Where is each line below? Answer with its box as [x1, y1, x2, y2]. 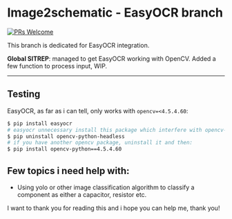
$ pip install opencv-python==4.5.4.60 [7, 146, 122, 153]
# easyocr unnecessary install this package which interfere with [7, 126, 202, 133]
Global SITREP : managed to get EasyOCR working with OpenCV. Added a [7, 54, 216, 63]
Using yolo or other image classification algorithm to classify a [17, 183, 195, 191]
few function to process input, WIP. [7, 61, 108, 70]
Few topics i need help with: [7, 164, 130, 177]
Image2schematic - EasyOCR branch [7, 5, 223, 21]
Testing [7, 88, 41, 100]
